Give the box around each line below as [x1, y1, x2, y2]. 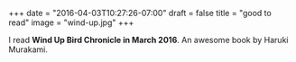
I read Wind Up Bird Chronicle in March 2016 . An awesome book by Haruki [8, 35, 289, 45]
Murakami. [8, 44, 49, 55]
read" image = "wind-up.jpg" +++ [8, 17, 134, 28]
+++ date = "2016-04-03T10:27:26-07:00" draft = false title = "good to [8, 8, 272, 18]
